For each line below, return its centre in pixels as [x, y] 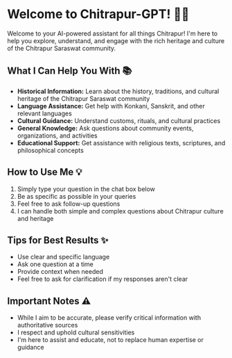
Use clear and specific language [63, 257]
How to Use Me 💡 [45, 172]
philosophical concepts [51, 150]
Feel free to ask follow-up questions [69, 204]
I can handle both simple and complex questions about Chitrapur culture [120, 211]
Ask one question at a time [55, 264]
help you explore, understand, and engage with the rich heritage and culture [116, 40]
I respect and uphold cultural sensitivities [76, 332]
